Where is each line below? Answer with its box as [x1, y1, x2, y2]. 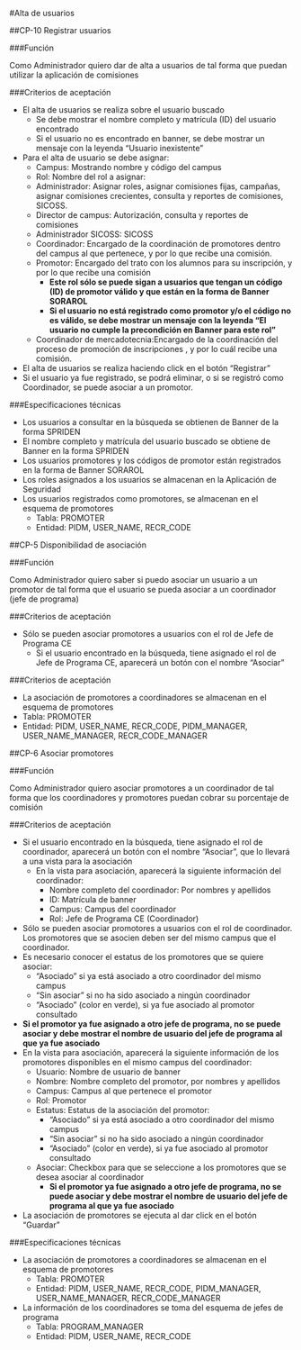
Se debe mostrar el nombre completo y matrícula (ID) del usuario [35, 114, 277, 124]
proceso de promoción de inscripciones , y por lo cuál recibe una [35, 344, 278, 354]
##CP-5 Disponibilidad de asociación [9, 539, 146, 550]
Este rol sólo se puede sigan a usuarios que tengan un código [49, 276, 283, 287]
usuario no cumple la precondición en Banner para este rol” [49, 324, 277, 335]
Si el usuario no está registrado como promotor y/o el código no [49, 305, 292, 316]
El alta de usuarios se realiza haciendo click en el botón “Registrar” [22, 363, 271, 373]
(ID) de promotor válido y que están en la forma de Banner [49, 286, 270, 296]
